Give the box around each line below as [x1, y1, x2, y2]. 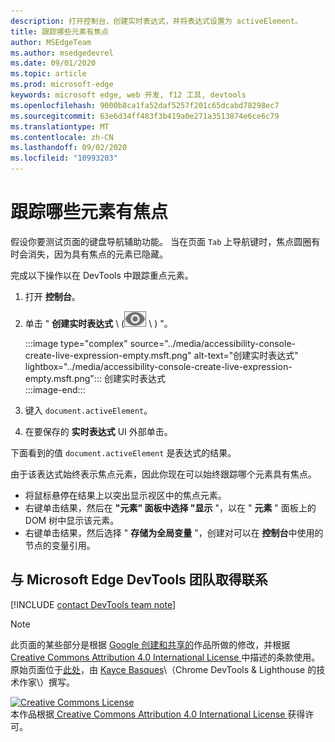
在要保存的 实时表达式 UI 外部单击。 [24, 425, 173, 437]
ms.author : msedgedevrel [10, 48, 114, 58]
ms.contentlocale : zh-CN [10, 132, 114, 142]
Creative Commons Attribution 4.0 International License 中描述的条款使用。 [10, 651, 321, 663]
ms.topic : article [10, 69, 87, 79]
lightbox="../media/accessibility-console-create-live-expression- [24, 360, 293, 372]
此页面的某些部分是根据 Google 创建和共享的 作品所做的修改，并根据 [10, 638, 291, 650]
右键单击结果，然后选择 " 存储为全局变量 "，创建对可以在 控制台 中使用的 [24, 526, 324, 539]
